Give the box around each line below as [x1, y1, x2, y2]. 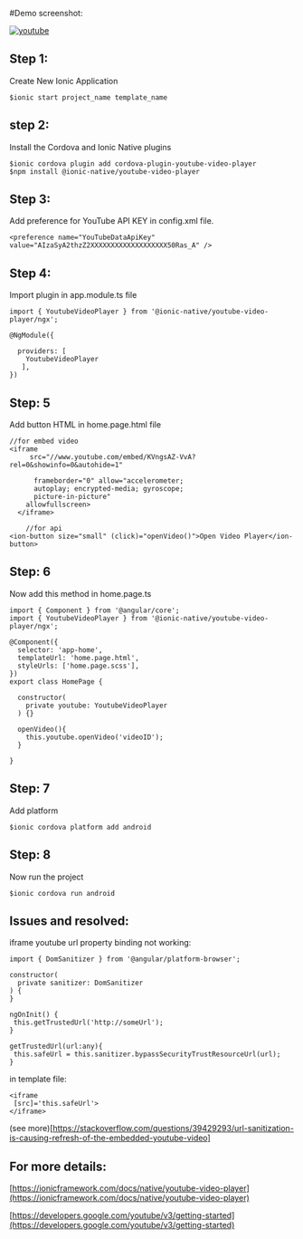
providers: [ [17, 347, 67, 356]
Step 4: [9, 265, 52, 281]
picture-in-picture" [33, 493, 111, 502]
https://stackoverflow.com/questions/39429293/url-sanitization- [52, 1123, 294, 1134]
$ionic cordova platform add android [9, 822, 152, 831]
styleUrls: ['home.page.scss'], [17, 661, 140, 670]
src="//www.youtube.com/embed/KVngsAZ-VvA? [29, 453, 196, 462]
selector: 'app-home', [17, 645, 103, 655]
